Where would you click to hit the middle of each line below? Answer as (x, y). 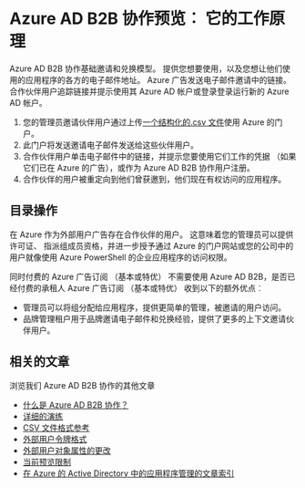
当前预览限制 (46, 462)
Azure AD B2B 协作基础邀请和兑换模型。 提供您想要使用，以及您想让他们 (146, 68)
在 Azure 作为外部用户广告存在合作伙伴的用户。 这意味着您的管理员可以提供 (152, 234)
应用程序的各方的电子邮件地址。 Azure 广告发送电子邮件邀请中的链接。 (158, 79)
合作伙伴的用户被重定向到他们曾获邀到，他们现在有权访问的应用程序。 (154, 179)
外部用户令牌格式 (55, 439)
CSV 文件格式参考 (56, 427)
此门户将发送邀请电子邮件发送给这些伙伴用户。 (110, 145)
